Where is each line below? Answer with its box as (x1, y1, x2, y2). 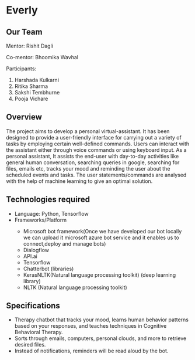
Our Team (6, 27, 43, 37)
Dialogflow (23, 246, 50, 253)
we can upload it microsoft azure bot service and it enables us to (23, 234, 179, 241)
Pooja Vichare (14, 95, 48, 102)
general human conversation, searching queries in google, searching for (6, 159, 180, 166)
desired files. (14, 341, 46, 348)
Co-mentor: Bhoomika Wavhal (6, 54, 79, 60)
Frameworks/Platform (14, 216, 67, 223)
